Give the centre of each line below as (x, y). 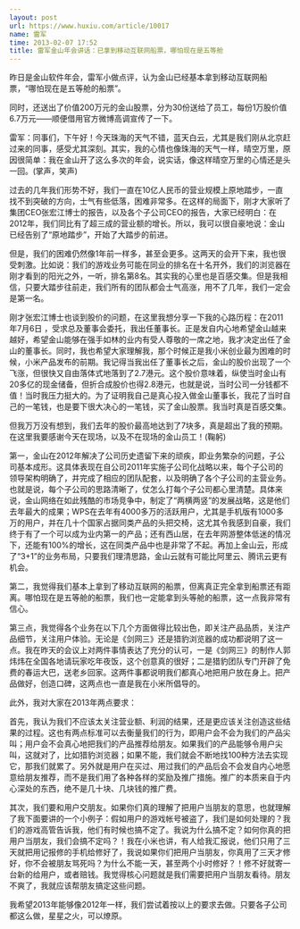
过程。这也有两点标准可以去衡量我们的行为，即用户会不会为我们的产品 (154, 732)
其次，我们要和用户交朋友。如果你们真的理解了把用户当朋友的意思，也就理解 (150, 808)
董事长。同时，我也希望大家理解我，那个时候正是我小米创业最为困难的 (154, 351)
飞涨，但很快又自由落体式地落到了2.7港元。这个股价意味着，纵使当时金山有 (148, 373)
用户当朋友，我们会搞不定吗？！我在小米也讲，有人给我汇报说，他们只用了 (146, 841)
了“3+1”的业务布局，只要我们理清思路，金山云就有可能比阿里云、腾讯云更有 (148, 557)
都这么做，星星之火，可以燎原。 (68, 916)
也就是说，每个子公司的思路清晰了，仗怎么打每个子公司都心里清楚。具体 (142, 490)
